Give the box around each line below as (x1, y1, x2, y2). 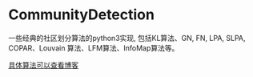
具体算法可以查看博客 (8, 60, 78, 70)
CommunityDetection (8, 6, 155, 24)
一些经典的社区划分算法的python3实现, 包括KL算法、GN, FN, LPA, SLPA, (8, 33, 246, 43)
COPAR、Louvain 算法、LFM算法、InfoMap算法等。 (8, 43, 179, 53)
